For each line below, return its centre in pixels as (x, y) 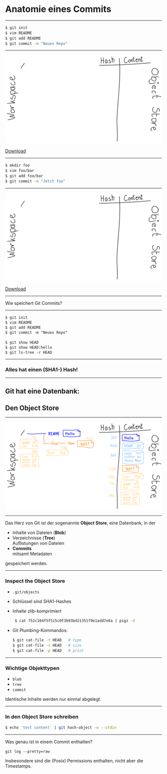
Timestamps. (19, 766)
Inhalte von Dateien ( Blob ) (39, 532)
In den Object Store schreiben (42, 717)
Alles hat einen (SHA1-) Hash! (42, 370)
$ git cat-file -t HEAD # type (47, 640)
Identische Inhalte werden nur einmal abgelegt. (53, 699)
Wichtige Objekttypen (32, 668)
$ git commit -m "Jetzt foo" (35, 181)
